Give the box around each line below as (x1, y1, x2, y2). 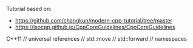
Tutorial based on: (6, 5, 52, 12)
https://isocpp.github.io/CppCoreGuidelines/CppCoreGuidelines (15, 24, 175, 30)
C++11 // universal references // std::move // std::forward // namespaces (6, 35, 187, 42)
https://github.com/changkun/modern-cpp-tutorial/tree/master (15, 17, 173, 24)
